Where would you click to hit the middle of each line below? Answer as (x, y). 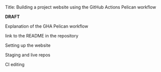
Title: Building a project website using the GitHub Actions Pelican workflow (80, 7)
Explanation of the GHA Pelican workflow (47, 26)
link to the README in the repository (42, 36)
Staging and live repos (28, 55)
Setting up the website (28, 45)
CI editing (15, 64)
